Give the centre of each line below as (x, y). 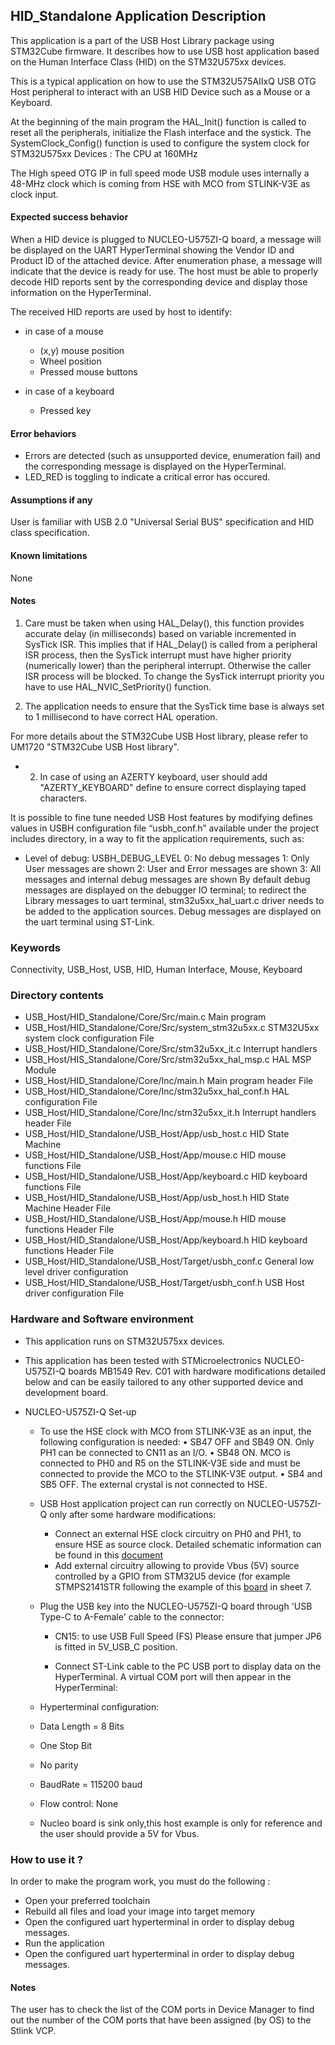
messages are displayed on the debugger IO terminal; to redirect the (165, 890)
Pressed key (65, 411)
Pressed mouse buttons (88, 372)
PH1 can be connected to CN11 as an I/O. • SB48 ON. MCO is (165, 1452)
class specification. (50, 533)
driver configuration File (74, 1293)
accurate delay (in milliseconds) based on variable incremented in (160, 633)
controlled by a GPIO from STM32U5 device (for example (172, 1576)
